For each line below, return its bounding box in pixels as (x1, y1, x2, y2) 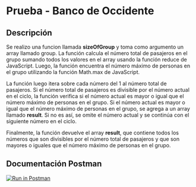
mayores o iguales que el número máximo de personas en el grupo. (6, 142, 171, 149)
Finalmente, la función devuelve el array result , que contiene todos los (6, 129, 179, 136)
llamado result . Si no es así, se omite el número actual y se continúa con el (6, 111, 189, 118)
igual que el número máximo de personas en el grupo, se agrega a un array (6, 105, 190, 112)
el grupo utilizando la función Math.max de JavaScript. (6, 69, 140, 75)
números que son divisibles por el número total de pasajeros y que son (6, 136, 180, 143)
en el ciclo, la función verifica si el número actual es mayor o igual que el (6, 93, 184, 99)
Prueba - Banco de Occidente (6, 4, 154, 18)
